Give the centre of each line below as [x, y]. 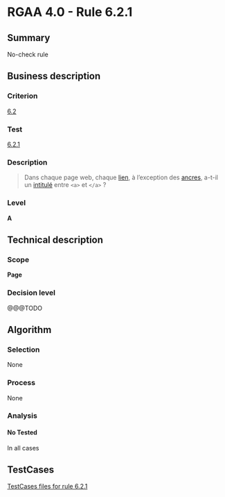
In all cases [23, 448]
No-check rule [28, 54]
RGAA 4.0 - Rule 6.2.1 [70, 12]
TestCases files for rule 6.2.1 [47, 487]
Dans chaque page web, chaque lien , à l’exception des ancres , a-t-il [121, 177]
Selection [24, 350]
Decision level [31, 293]
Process [21, 383]
